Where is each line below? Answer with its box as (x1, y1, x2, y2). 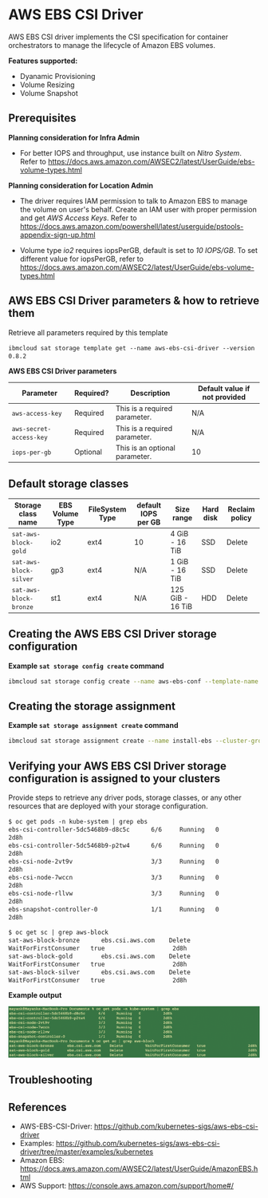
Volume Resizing (19, 80, 75, 89)
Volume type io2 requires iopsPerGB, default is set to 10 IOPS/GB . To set (19, 245, 258, 255)
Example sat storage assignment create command (8, 721, 179, 730)
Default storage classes (8, 476, 129, 490)
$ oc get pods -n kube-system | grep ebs (8, 818, 148, 826)
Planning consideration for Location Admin (8, 180, 154, 190)
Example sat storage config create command (8, 661, 165, 670)
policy (231, 513, 253, 523)
